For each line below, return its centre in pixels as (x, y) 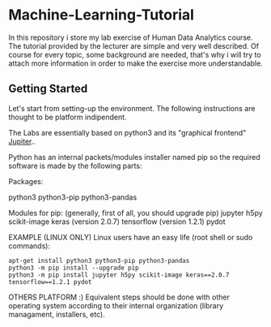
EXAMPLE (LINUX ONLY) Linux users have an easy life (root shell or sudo (131, 237)
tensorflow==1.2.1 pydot (50, 282)
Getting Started (48, 89)
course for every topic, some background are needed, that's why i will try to (135, 54)
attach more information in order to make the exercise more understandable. (135, 63)
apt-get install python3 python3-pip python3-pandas (99, 260)
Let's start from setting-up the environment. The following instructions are (132, 108)
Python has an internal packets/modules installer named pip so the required (134, 157)
